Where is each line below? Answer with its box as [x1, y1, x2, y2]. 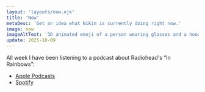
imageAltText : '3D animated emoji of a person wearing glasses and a [6, 32, 187, 38]
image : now [6, 26, 34, 32]
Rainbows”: [6, 60, 35, 68]
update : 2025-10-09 [6, 37, 56, 43]
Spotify [15, 79, 34, 86]
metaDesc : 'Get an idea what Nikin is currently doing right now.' [6, 20, 182, 26]
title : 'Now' [6, 15, 40, 21]
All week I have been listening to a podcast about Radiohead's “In [6, 54, 171, 61]
